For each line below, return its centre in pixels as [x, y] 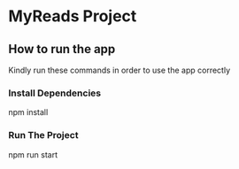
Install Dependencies [55, 93]
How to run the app [62, 49]
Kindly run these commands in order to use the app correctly [119, 70]
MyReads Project [73, 16]
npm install [28, 112]
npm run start [33, 154]
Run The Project [43, 135]
